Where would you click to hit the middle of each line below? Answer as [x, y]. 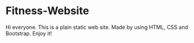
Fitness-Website [48, 11]
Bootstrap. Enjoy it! [29, 33]
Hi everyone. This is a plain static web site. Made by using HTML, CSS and [97, 27]
